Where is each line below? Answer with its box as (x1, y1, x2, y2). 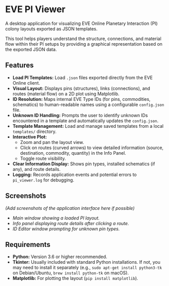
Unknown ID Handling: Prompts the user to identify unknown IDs (12, 112, 148, 118)
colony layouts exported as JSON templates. (5, 25, 98, 31)
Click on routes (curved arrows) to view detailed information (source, (20, 145, 164, 151)
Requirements (5, 240, 50, 249)
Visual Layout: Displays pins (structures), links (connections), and (12, 85, 150, 91)
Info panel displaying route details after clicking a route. (12, 220, 130, 226)
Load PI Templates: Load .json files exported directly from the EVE (12, 75, 153, 81)
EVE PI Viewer (5, 4, 66, 15)
